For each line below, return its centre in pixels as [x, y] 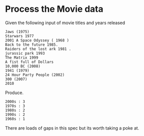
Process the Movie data [54, 9]
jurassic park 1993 [25, 53]
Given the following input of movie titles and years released [65, 23]
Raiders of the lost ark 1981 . [38, 49]
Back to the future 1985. [31, 45]
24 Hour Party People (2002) [35, 75]
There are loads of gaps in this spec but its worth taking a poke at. [72, 128]
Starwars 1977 [20, 36]
